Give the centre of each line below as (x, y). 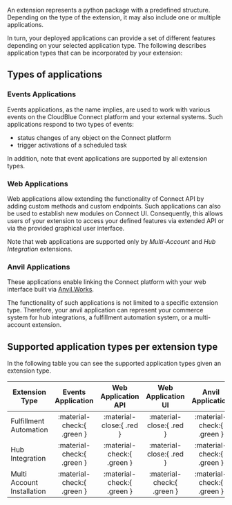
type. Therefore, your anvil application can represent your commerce (105, 310)
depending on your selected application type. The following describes (107, 45)
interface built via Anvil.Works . (51, 290)
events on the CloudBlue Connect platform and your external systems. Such (115, 116)
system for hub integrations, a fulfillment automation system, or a (100, 317)
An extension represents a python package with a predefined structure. (109, 10)
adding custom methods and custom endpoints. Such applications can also (114, 206)
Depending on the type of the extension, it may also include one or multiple (114, 17)
